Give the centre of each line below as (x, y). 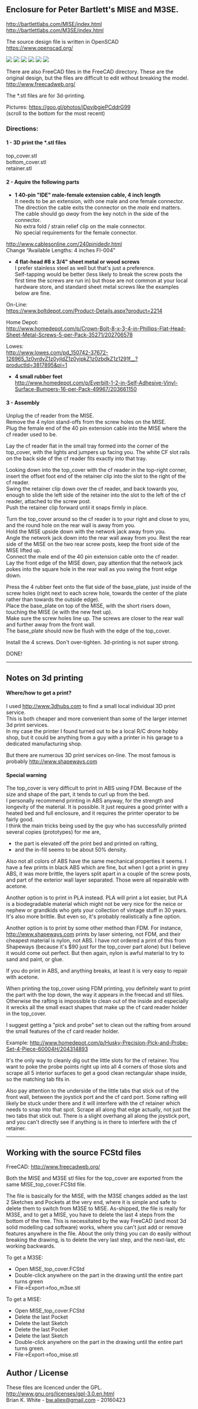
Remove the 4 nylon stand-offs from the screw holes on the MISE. (86, 422)
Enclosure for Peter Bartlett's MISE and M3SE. (92, 10)
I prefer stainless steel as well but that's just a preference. (85, 268)
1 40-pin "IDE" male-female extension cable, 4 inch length (88, 195)
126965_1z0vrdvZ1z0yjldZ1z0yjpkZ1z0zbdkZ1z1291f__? (72, 359)
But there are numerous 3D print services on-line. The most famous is (91, 755)
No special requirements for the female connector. (76, 233)
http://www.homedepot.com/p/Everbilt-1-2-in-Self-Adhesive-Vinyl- (96, 383)
